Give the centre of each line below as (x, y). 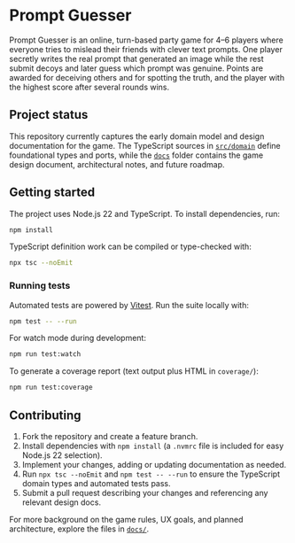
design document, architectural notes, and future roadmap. (117, 164)
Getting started (52, 193)
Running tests (40, 286)
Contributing (45, 415)
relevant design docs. (62, 502)
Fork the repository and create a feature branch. (110, 437)
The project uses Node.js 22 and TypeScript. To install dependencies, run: (145, 213)
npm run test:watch (45, 354)
